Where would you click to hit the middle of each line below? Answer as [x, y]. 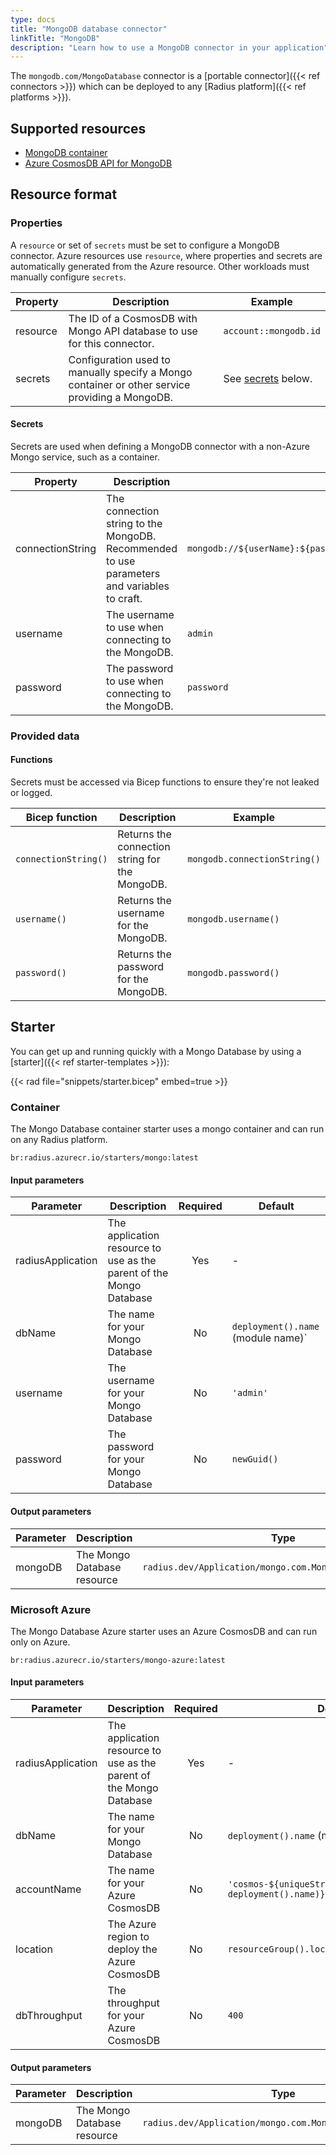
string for [139, 859]
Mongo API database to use [133, 331]
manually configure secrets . [68, 277]
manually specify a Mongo [130, 372]
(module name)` [269, 1338]
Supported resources [78, 128]
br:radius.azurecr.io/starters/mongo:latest [104, 1158]
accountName [48, 1889]
